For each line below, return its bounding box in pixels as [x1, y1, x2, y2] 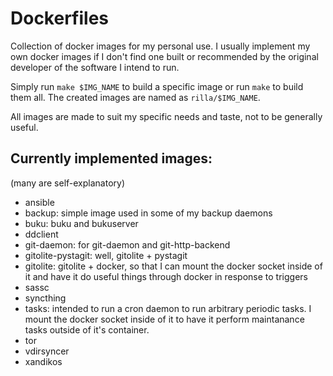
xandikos [24, 355, 63, 367]
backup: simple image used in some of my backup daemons [24, 207, 273, 219]
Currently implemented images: [10, 150, 213, 167]
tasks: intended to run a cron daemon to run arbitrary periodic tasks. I [24, 302, 312, 314]
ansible [24, 196, 55, 208]
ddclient [24, 228, 59, 240]
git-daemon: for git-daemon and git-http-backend [24, 238, 231, 251]
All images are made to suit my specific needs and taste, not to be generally [10, 110, 323, 122]
